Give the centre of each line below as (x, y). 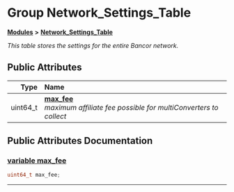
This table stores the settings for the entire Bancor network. (93, 45)
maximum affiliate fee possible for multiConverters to (131, 107)
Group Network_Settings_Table (99, 13)
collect (55, 116)
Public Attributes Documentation (80, 141)
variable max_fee (37, 161)
